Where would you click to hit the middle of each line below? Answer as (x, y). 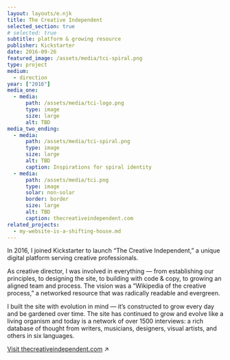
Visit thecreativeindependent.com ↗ (58, 349)
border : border (47, 199)
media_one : (23, 90)
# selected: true (32, 33)
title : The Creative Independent (55, 20)
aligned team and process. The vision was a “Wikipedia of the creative (107, 286)
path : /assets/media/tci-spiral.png (78, 142)
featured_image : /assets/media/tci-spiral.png (75, 59)
